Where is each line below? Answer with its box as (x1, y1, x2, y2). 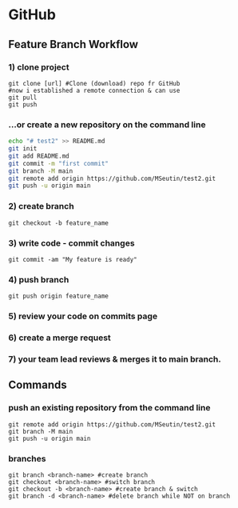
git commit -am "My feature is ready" (8, 255, 137, 263)
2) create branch (8, 201, 74, 212)
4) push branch (8, 274, 69, 285)
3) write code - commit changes (8, 238, 135, 249)
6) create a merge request (8, 332, 112, 343)
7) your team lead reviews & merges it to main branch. (8, 354, 221, 365)
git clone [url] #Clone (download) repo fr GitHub (8, 79, 180, 87)
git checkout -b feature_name (8, 218, 109, 227)
